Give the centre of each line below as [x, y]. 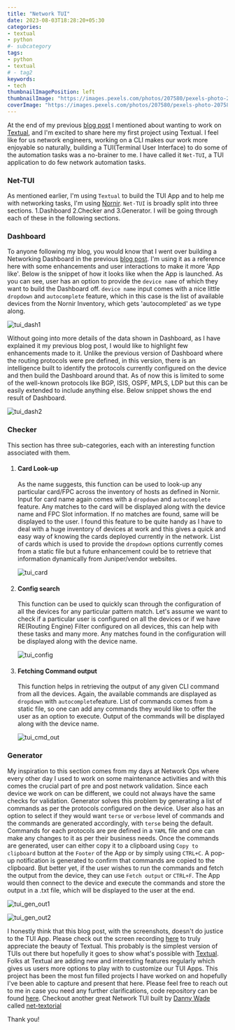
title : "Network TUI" [39, 14]
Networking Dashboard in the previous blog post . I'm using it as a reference [116, 259]
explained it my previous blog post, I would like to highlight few [98, 346]
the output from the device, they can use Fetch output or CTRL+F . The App [114, 875]
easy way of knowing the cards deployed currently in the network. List [119, 536]
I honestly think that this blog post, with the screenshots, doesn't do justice [115, 931]
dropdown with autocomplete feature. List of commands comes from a [115, 702]
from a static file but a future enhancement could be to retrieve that [114, 551]
